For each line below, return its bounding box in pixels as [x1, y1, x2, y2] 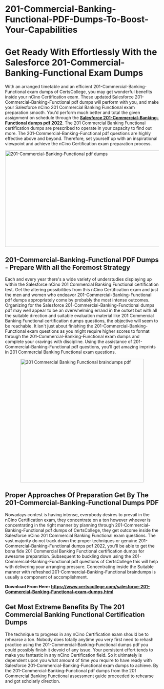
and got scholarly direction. [5, 678, 61, 684]
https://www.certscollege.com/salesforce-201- [51, 583, 150, 589]
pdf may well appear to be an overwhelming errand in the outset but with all [5, 307, 157, 313]
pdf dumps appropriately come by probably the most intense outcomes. [5, 297, 150, 303]
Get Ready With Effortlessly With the [5, 46, 157, 58]
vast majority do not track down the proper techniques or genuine [5, 537, 138, 544]
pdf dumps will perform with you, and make [71, 99, 159, 105]
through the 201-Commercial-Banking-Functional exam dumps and [5, 333, 140, 339]
